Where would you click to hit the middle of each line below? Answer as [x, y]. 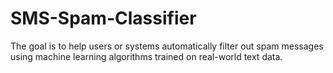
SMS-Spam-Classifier [103, 18]
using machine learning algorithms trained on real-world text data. [146, 56]
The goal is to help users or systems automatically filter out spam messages [167, 46]
